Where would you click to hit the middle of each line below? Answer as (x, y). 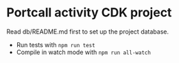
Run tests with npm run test (56, 45)
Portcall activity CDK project (89, 13)
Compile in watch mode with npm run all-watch (84, 52)
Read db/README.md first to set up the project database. (88, 32)
